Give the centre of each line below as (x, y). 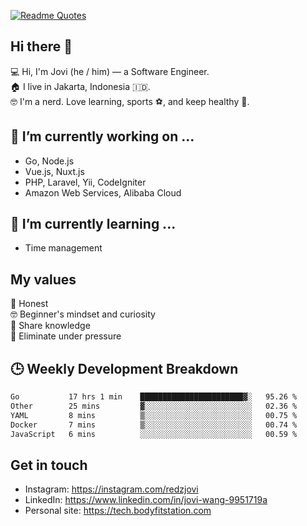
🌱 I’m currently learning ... (93, 224)
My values (43, 279)
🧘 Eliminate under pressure (66, 336)
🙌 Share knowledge (50, 326)
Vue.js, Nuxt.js (54, 171)
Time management (63, 248)
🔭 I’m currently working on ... (102, 136)
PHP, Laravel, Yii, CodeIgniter (85, 182)
